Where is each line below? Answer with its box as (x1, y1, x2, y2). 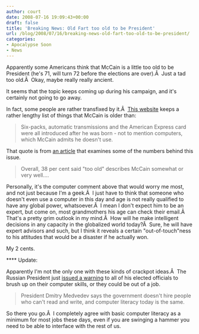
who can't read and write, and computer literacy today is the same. (20, 298, 185, 306)
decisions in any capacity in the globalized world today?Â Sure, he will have (6, 221, 193, 228)
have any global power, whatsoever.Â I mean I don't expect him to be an (6, 202, 184, 209)
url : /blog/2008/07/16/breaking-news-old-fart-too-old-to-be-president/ (6, 31, 190, 37)
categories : (6, 36, 36, 42)
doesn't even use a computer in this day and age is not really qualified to (6, 195, 184, 202)
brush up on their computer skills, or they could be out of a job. (6, 280, 160, 288)
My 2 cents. (6, 244, 36, 252)
